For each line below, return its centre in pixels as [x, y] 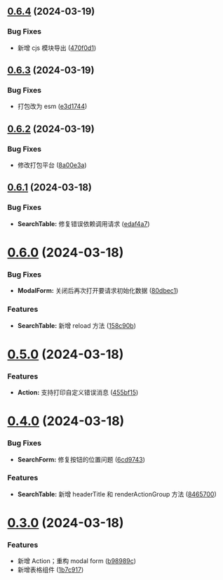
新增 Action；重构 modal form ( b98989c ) [77, 561]
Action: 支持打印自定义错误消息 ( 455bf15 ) [78, 393]
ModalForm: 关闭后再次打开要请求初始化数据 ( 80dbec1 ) [98, 291]
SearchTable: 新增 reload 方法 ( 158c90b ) [77, 325]
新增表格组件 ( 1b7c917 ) [50, 570]
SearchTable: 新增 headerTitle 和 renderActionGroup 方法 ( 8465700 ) [117, 494]
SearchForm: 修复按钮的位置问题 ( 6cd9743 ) [81, 459]
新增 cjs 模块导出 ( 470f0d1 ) [57, 48]
